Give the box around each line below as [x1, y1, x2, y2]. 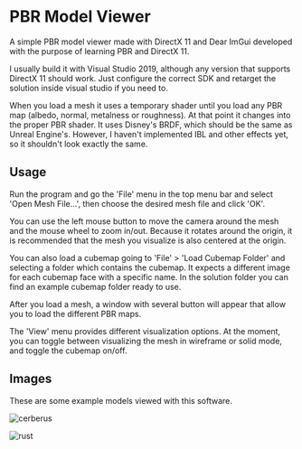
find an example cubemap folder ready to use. [9, 281, 182, 292]
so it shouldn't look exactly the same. [9, 138, 148, 149]
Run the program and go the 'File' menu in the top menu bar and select [9, 188, 274, 200]
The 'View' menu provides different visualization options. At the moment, [9, 325, 281, 336]
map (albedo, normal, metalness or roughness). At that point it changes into [9, 109, 291, 120]
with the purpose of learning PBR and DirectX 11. [9, 45, 190, 56]
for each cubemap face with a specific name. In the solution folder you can [9, 271, 289, 282]
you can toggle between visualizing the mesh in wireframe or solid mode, [9, 335, 283, 346]
